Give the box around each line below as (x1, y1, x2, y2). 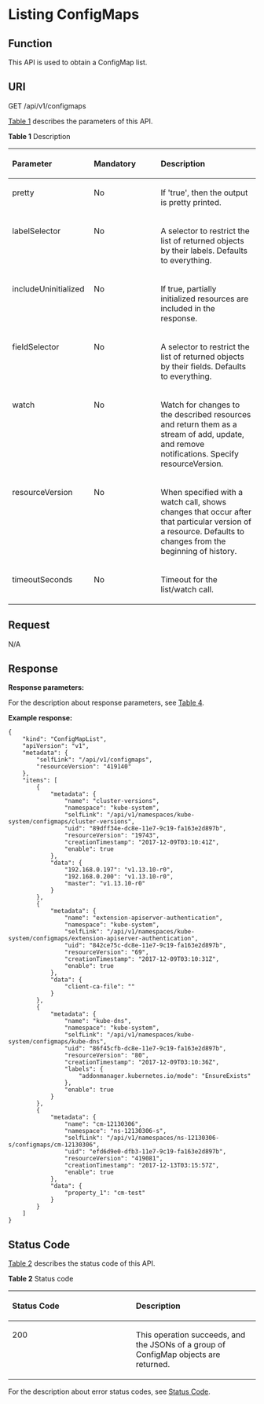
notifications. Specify (160, 448, 240, 459)
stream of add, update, (160, 428, 245, 439)
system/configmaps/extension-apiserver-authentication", (8, 935, 199, 943)
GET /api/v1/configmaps (8, 101, 86, 111)
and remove (160, 438, 205, 449)
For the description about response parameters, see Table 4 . (8, 698, 204, 708)
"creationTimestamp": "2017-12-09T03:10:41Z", (64, 838, 220, 846)
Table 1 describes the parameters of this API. (8, 116, 153, 126)
